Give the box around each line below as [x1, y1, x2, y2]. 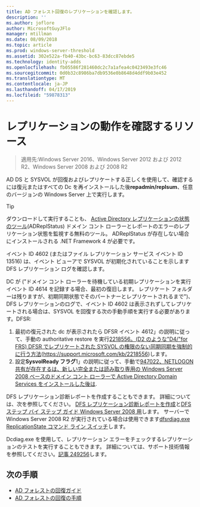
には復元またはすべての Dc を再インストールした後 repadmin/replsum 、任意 [6, 183, 193, 190]
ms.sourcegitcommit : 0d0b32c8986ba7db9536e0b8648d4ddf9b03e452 [6, 70, 167, 76]
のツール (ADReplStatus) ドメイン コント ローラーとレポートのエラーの [6, 222, 179, 230]
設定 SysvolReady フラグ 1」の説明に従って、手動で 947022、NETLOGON [14, 358, 194, 365]
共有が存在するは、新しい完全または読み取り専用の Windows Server [14, 365, 183, 372]
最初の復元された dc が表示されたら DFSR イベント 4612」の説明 [14, 328, 175, 335]
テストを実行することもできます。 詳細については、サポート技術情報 [21, 443, 190, 450]
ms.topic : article [6, 42, 52, 48]
